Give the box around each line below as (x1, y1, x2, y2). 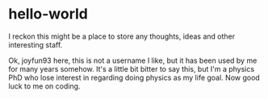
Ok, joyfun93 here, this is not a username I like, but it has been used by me (8, 56, 258, 65)
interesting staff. (8, 39, 63, 49)
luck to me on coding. (8, 81, 81, 91)
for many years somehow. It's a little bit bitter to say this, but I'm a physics (8, 64, 255, 73)
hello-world (8, 5, 89, 23)
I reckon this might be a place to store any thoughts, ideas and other (8, 31, 236, 41)
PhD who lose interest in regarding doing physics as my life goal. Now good (8, 72, 260, 82)
